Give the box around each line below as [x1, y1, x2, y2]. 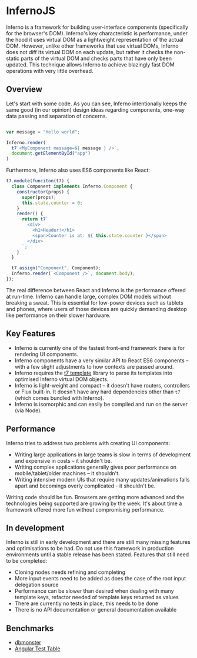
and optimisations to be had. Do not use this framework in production [6, 545, 174, 552]
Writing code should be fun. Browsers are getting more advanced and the [6, 493, 185, 500]
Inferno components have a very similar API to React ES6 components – [14, 357, 189, 364]
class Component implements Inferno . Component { [11, 183, 133, 189]
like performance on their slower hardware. [6, 312, 111, 319]
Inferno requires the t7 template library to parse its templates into [14, 369, 172, 376]
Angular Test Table [14, 645, 61, 652]
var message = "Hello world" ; [6, 129, 81, 135]
